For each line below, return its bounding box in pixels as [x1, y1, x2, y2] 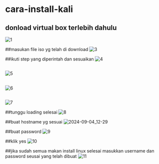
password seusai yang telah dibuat [5, 153, 77, 159]
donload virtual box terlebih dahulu [5, 23, 117, 32]
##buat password [5, 128, 41, 134]
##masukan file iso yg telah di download [5, 46, 88, 52]
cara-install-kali [5, 3, 73, 15]
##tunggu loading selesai [5, 109, 57, 115]
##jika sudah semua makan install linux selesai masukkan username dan [5, 148, 154, 154]
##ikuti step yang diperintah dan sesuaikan [5, 56, 94, 62]
